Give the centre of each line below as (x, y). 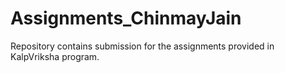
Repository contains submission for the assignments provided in (142, 46)
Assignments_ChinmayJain (126, 18)
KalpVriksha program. (55, 56)
